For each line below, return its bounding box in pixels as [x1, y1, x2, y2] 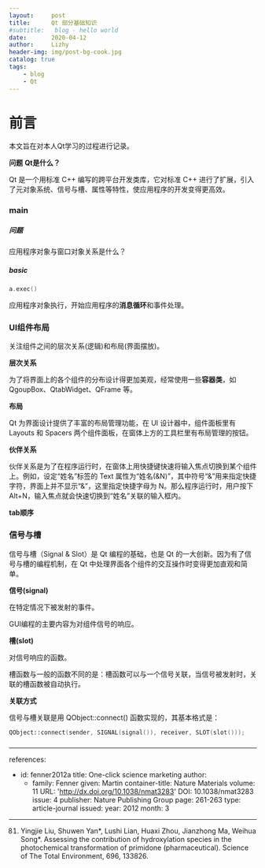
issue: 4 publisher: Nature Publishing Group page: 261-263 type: [31, 795, 241, 804]
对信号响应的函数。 [9, 652, 72, 662]
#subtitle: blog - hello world [9, 26, 119, 34]
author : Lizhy [9, 41, 69, 49]
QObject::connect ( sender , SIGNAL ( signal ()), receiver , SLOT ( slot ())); [9, 728, 245, 736]
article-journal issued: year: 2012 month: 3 [31, 803, 170, 813]
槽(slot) [9, 635, 34, 645]
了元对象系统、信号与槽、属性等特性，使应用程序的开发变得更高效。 [9, 184, 230, 194]
